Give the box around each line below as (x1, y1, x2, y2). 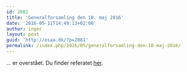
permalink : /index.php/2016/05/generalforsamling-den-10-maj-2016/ (6, 43, 182, 49)
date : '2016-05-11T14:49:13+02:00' (6, 20, 97, 26)
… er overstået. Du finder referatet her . (6, 59, 104, 67)
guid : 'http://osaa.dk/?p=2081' (6, 37, 88, 43)
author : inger (6, 25, 43, 32)
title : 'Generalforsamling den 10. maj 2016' (6, 15, 124, 21)
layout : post (6, 31, 40, 38)
